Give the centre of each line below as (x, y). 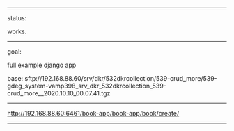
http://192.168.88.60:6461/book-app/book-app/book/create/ (93, 113)
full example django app (42, 65)
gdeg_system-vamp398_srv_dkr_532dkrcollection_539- (87, 86)
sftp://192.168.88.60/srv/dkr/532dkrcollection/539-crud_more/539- (121, 78)
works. (17, 31)
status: (17, 18)
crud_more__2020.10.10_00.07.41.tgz (59, 93)
